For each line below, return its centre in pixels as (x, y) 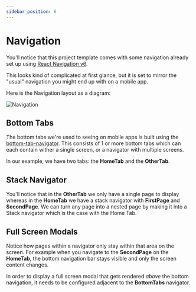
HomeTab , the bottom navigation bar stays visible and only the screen (92, 259)
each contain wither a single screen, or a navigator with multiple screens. (95, 150)
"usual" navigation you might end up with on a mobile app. (77, 81)
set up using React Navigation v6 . (47, 63)
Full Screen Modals (42, 232)
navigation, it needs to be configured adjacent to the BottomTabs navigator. (98, 283)
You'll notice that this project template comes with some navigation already (97, 57)
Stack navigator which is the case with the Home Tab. (71, 213)
